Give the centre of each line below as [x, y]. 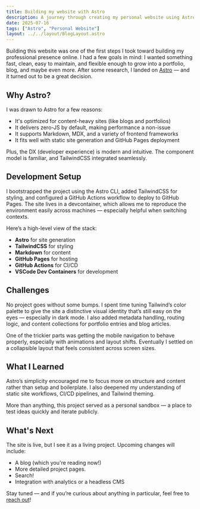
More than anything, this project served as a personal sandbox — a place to [99, 405]
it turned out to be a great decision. [49, 76]
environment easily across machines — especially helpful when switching [96, 210]
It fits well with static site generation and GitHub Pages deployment [97, 140]
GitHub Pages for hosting [46, 259]
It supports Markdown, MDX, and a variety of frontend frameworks [96, 134]
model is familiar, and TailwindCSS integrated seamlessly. [77, 158]
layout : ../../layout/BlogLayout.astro [56, 34]
